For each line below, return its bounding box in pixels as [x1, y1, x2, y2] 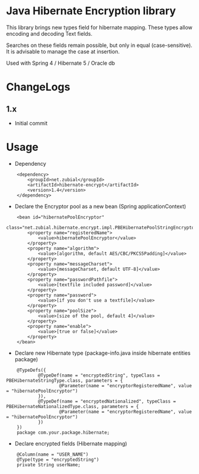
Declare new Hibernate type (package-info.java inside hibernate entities [14, 349, 191, 356]
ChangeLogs [6, 80, 70, 94]
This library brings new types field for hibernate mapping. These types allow [6, 24, 192, 31]
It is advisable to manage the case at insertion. [6, 48, 120, 55]
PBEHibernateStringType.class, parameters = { [6, 377, 123, 384]
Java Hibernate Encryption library [6, 4, 176, 18]
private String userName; [17, 462, 81, 467]
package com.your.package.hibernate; [17, 429, 110, 435]
